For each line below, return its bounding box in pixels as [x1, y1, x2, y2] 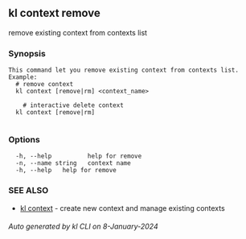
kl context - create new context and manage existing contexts [19, 203, 225, 212]
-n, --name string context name [15, 159, 131, 167]
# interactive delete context [23, 101, 125, 109]
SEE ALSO [8, 185, 49, 196]
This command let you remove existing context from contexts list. [8, 66, 240, 75]
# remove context [15, 80, 74, 89]
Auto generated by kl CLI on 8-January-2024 [8, 221, 158, 232]
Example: [8, 73, 38, 81]
